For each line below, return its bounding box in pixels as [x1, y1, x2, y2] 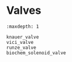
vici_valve [6, 39, 34, 45]
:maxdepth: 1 [6, 23, 39, 29]
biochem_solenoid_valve [6, 49, 67, 56]
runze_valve [6, 45, 36, 51]
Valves [6, 4, 42, 17]
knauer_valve [6, 34, 39, 40]
